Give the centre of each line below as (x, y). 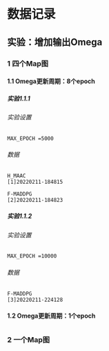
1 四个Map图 (28, 63)
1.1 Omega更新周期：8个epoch (51, 81)
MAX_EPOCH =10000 (32, 256)
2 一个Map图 (29, 339)
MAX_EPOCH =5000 (30, 138)
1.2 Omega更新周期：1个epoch (51, 316)
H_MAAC (17, 175)
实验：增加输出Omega (55, 42)
